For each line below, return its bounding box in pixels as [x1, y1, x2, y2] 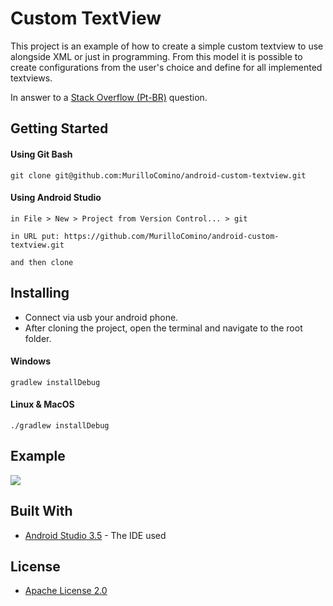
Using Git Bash [10, 148, 73, 160]
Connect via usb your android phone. [24, 311, 179, 323]
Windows [10, 355, 51, 367]
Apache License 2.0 [24, 585, 108, 597]
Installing [10, 285, 70, 302]
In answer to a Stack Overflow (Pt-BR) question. [10, 91, 208, 103]
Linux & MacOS [10, 398, 75, 411]
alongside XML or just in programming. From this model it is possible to [10, 50, 303, 62]
